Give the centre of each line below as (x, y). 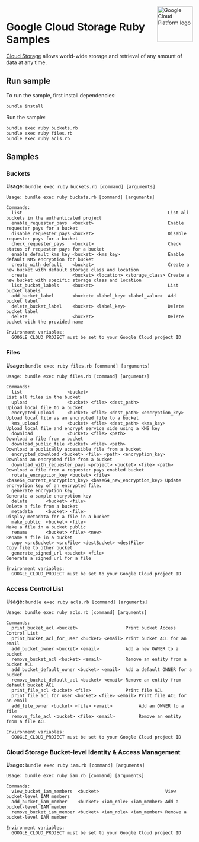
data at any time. (27, 62)
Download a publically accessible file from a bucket (74, 449)
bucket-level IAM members (38, 797)
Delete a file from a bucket (42, 506)
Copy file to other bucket (39, 548)
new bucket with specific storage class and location (74, 281)
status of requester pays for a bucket (55, 249)
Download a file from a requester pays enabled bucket (75, 470)
